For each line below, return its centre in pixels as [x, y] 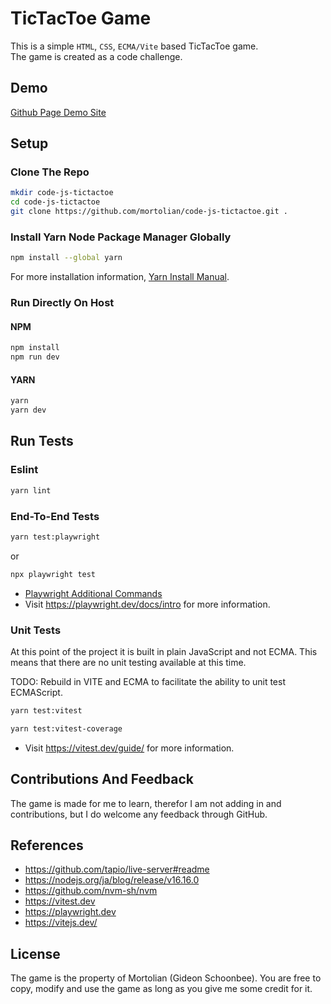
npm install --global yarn [66, 258]
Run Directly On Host [62, 303]
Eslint [24, 470]
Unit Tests [36, 630]
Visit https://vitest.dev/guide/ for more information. [129, 748]
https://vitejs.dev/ [61, 923]
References [47, 845]
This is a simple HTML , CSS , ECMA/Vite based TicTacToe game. [134, 46]
